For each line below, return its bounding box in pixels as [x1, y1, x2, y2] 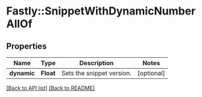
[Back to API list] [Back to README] [6, 84, 95, 92]
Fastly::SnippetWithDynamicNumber [6, 4, 196, 18]
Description [79, 59, 114, 67]
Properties [6, 41, 47, 51]
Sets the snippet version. [61, 69, 132, 77]
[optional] [137, 69, 165, 77]
